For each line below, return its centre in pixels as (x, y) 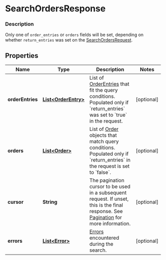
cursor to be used (110, 187)
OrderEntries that (109, 84)
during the (101, 244)
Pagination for (105, 217)
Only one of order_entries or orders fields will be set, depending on (74, 35)
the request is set (109, 166)
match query (104, 141)
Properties (22, 56)
